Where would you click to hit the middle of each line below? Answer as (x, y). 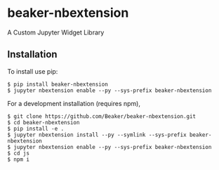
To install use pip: (33, 71)
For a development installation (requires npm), (74, 103)
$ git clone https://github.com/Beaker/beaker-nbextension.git (102, 116)
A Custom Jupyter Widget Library (56, 32)
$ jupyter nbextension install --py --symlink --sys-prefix (97, 135)
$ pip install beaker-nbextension (58, 84)
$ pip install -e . (36, 129)
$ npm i (19, 159)
